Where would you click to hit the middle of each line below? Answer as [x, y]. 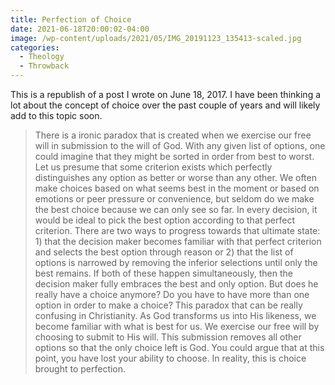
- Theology [42, 57]
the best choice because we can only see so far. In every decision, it [176, 209]
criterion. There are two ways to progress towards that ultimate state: [177, 230]
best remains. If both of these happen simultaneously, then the [163, 273]
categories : [35, 47]
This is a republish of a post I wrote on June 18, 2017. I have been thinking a [166, 94]
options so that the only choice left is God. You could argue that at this [179, 347]
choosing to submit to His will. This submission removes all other [168, 337]
